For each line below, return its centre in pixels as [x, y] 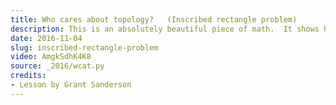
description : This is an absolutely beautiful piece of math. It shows [165, 29]
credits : [28, 76]
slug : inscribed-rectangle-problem [84, 47]
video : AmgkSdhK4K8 [51, 57]
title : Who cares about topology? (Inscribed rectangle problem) [154, 19]
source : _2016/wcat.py [57, 66]
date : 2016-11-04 [46, 38]
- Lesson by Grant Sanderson [71, 85]
